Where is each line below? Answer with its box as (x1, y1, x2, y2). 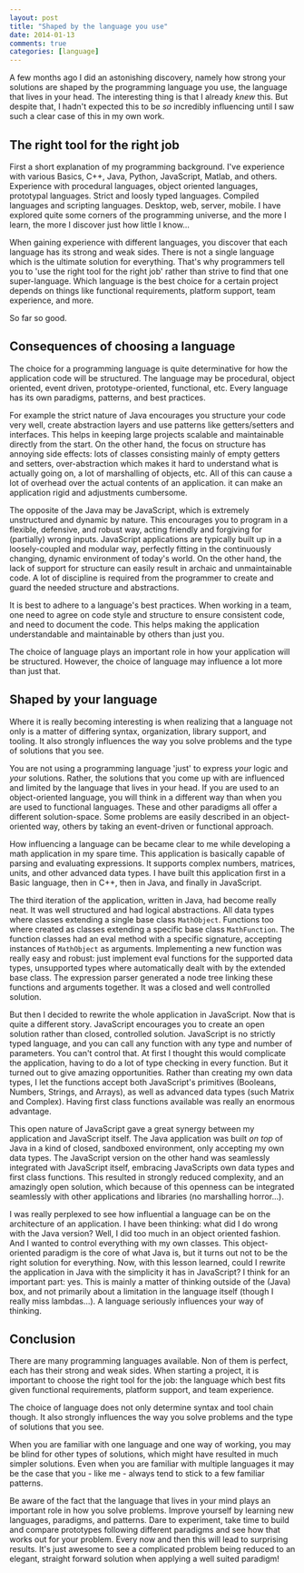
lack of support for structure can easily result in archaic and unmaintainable (9, 562, 292, 573)
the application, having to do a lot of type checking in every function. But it (9, 1057, 289, 1068)
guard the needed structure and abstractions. (9, 581, 180, 592)
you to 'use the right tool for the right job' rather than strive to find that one (9, 266, 289, 277)
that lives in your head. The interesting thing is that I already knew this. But (9, 92, 289, 103)
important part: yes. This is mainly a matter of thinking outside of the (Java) (9, 1276, 291, 1287)
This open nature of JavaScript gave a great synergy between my (9, 1123, 255, 1134)
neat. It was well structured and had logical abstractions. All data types (9, 904, 275, 915)
